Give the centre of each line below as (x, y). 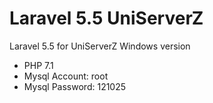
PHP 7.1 (38, 65)
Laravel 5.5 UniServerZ (106, 18)
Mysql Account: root (66, 76)
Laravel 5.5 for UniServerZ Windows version (100, 46)
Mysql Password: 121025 (75, 86)
